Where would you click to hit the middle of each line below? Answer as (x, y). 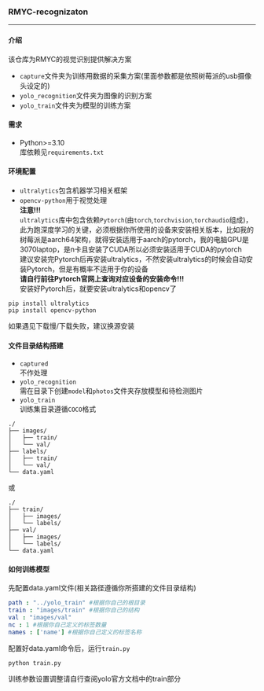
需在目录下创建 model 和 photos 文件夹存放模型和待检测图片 (111, 391)
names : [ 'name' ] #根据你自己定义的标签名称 (75, 632)
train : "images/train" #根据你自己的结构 (74, 610)
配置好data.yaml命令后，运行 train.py (69, 648)
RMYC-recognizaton (48, 12)
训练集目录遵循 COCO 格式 (58, 409)
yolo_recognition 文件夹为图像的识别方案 (86, 95)
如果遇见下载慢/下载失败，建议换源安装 (71, 325)
